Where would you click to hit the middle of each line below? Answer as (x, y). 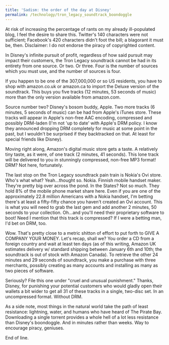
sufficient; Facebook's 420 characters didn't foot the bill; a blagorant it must (84, 40)
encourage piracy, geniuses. (35, 328)
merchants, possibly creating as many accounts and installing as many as (81, 265)
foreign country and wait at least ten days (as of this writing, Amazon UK (81, 244)
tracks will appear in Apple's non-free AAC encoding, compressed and (79, 117)
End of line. (17, 337)
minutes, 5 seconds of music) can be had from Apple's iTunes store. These (83, 112)
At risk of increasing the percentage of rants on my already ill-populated (80, 29)
